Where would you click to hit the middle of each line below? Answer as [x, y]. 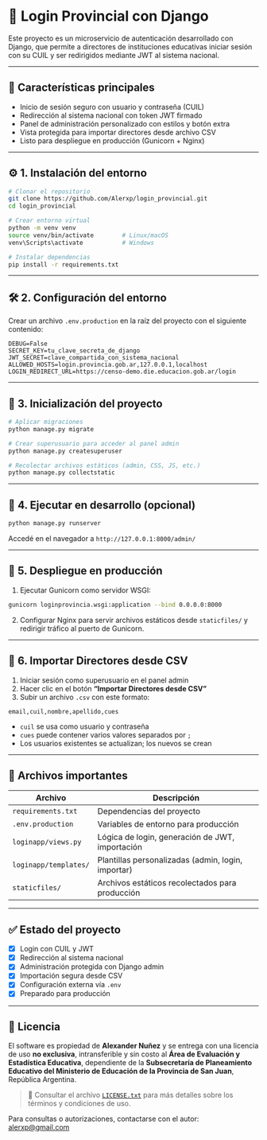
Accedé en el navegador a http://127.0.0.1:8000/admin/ [102, 539]
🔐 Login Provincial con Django [108, 16]
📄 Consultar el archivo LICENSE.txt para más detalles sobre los [130, 1095]
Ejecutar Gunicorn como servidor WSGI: [85, 590]
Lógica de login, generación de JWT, [166, 837]
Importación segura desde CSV [71, 976]
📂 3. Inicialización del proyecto [85, 404]
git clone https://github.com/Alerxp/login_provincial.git [108, 199]
